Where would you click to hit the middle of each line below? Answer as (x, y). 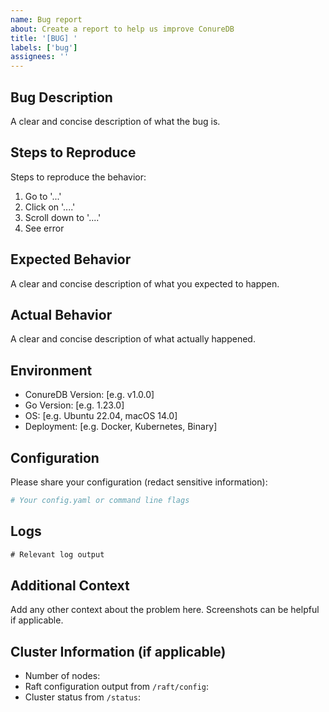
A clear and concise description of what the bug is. (115, 121)
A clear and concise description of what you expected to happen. (145, 283)
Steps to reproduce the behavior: (78, 177)
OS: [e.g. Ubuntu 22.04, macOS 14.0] (101, 416)
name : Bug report (46, 19)
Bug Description (61, 97)
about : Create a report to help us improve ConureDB (122, 29)
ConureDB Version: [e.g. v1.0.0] (89, 395)
